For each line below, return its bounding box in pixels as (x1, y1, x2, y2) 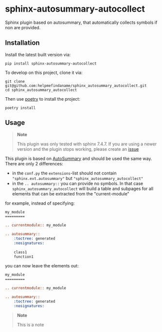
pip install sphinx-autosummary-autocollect (5, 61, 97, 66)
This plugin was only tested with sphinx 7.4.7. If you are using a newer (17, 141, 157, 147)
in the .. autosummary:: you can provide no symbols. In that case (12, 180, 144, 186)
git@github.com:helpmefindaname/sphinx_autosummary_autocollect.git (5, 83, 147, 88)
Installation (5, 39, 40, 47)
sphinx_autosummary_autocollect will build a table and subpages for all (12, 186, 154, 192)
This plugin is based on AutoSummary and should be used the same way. (5, 156, 152, 161)
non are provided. (5, 24, 41, 30)
